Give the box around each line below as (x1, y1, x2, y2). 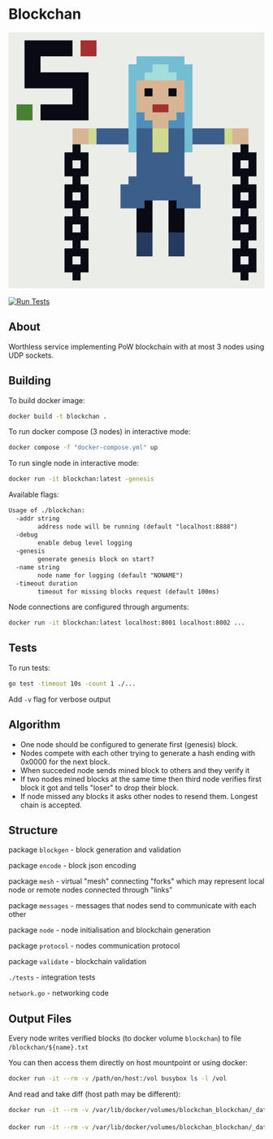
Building (8, 374, 51, 388)
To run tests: (8, 663, 50, 672)
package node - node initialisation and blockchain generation (8, 925, 211, 935)
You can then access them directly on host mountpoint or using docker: (8, 1058, 248, 1067)
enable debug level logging (37, 539, 132, 547)
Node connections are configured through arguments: (8, 602, 189, 612)
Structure (8, 823, 58, 837)
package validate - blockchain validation (8, 957, 147, 967)
